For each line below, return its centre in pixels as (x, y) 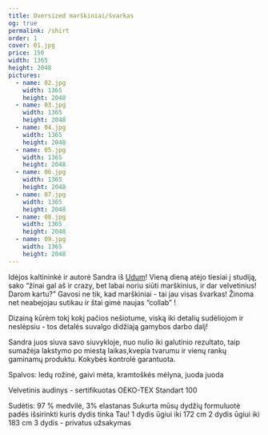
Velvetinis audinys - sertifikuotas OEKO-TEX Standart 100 (103, 390)
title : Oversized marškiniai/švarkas (71, 16)
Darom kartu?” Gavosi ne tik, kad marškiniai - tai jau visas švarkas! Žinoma (131, 294)
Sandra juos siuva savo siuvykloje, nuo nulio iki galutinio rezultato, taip (124, 342)
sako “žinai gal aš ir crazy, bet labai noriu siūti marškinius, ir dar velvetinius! (133, 285)
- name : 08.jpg (41, 217)
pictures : (25, 75)
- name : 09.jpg (41, 240)
